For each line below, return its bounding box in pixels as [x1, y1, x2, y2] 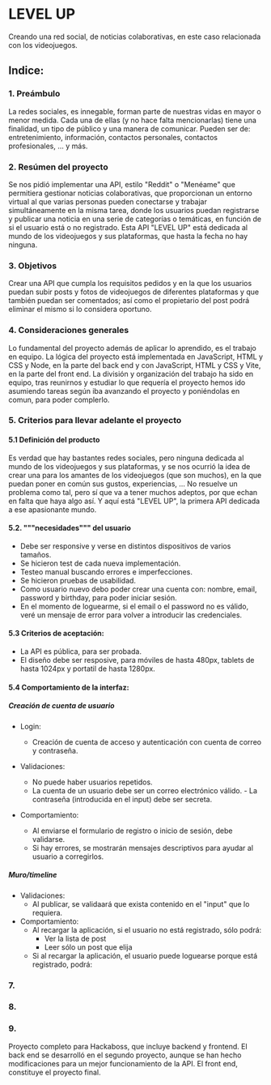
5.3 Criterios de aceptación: [8, 629, 104, 639]
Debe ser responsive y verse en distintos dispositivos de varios [19, 540, 231, 551]
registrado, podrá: [32, 959, 93, 969]
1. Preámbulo [8, 88, 61, 100]
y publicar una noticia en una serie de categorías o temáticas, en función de [8, 214, 262, 224]
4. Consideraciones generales [8, 325, 129, 336]
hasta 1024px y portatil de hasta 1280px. [19, 664, 155, 673]
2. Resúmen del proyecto [8, 161, 108, 173]
